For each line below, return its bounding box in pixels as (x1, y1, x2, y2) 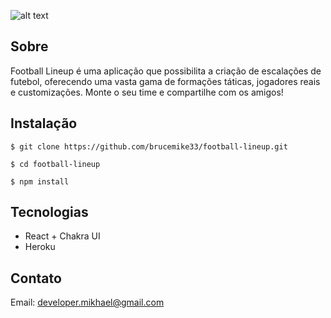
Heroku (24, 241, 56, 253)
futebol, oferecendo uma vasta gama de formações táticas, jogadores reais (10, 75, 321, 87)
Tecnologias (10, 204, 89, 221)
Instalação (10, 115, 78, 132)
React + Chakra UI (24, 230, 101, 242)
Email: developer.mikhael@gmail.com (10, 296, 165, 309)
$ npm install (10, 176, 70, 187)
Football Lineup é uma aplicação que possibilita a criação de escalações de (10, 65, 322, 77)
